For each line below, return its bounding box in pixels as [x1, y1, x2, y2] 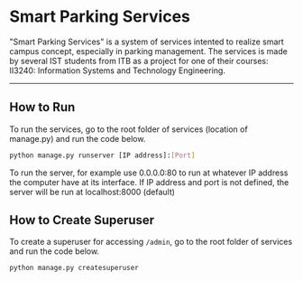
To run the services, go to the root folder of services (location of [9, 124, 248, 135]
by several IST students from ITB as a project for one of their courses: [9, 55, 269, 66]
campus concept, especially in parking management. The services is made [9, 45, 289, 56]
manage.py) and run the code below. [9, 133, 146, 144]
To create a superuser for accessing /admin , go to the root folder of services [9, 237, 293, 248]
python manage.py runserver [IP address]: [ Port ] [9, 151, 196, 160]
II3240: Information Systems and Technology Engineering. [9, 65, 225, 76]
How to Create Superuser [9, 212, 155, 228]
